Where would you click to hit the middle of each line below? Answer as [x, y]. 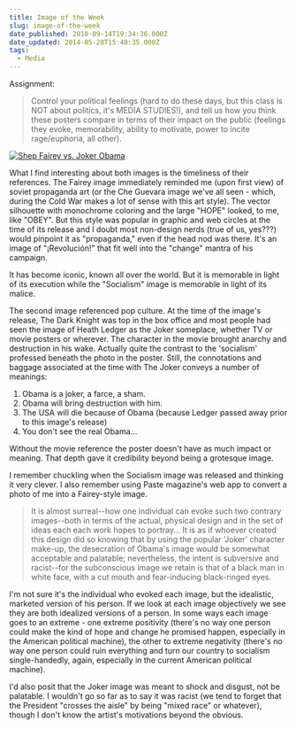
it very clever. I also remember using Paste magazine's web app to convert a [148, 485]
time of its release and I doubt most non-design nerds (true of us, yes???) [143, 229]
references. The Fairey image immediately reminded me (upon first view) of [147, 182]
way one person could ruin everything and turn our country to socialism [140, 651]
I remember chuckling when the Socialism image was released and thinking [147, 475]
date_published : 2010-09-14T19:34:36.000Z [88, 34]
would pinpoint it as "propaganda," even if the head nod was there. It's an [143, 239]
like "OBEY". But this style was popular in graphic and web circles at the [140, 220]
